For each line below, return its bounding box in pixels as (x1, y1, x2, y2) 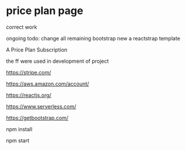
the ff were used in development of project (6, 57, 109, 64)
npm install (6, 125, 33, 132)
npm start (6, 137, 30, 144)
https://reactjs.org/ (6, 91, 51, 98)
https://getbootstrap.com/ (6, 114, 69, 121)
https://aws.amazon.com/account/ (6, 80, 89, 87)
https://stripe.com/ (6, 69, 51, 76)
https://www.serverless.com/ (6, 103, 77, 110)
